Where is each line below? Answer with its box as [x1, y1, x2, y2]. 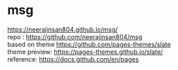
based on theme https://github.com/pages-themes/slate [7, 40, 171, 48]
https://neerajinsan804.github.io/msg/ [7, 25, 118, 34]
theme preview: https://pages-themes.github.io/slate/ [7, 48, 163, 56]
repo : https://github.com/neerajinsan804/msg [7, 32, 143, 41]
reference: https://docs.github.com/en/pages [7, 55, 139, 63]
